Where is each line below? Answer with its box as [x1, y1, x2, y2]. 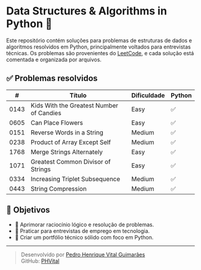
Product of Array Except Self [31, 138, 111, 146]
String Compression [31, 184, 87, 193]
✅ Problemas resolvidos [6, 73, 98, 83]
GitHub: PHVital [20, 257, 60, 265]
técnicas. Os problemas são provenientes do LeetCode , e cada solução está [6, 49, 194, 56]
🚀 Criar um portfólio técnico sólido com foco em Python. [14, 233, 154, 241]
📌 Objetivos [6, 205, 50, 215]
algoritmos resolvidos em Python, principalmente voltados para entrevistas [6, 43, 191, 50]
